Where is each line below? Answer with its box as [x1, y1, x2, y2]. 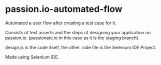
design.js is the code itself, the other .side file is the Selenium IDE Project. [5, 44, 156, 50]
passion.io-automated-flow [5, 3, 122, 15]
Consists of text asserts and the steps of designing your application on [5, 29, 151, 35]
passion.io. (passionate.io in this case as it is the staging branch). [5, 35, 140, 41]
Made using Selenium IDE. [5, 54, 59, 60]
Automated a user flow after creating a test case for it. [5, 20, 116, 26]
